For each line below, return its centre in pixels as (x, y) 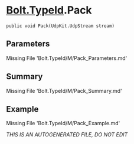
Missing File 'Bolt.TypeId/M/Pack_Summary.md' (64, 91)
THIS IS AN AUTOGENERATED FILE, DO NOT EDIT (67, 135)
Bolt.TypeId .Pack (49, 10)
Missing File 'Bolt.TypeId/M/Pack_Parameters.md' (67, 58)
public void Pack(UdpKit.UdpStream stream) (61, 26)
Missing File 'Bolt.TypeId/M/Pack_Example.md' (63, 123)
